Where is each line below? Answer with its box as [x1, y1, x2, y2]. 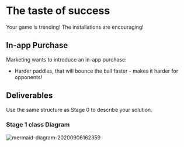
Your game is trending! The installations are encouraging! [6, 23, 144, 30]
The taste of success [6, 4, 110, 18]
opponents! [14, 73, 43, 80]
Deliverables [6, 91, 53, 101]
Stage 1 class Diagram [6, 121, 70, 129]
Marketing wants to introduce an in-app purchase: [6, 56, 127, 63]
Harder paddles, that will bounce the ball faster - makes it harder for [14, 67, 179, 74]
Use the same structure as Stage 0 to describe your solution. [6, 106, 153, 113]
